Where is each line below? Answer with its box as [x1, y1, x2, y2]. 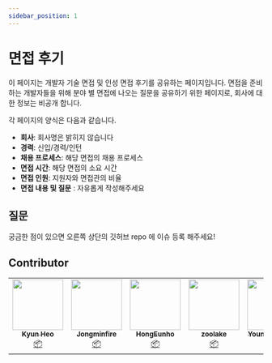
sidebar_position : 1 [8, 11, 79, 20]
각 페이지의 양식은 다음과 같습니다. [8, 115, 117, 125]
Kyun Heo [21, 330, 54, 339]
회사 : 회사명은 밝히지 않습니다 [19, 132, 114, 142]
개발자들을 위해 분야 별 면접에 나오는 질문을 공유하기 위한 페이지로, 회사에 [23, 88, 255, 97]
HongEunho [135, 330, 175, 339]
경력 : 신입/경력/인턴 [19, 143, 83, 152]
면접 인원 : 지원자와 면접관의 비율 [19, 173, 122, 182]
